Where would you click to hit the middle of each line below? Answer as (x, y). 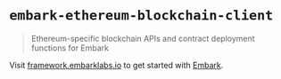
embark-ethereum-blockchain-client (141, 16)
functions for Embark (70, 48)
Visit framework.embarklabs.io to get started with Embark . (116, 65)
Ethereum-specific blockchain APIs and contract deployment (143, 38)
